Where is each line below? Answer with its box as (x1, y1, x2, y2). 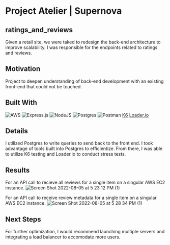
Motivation (5, 64, 41, 73)
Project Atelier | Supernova (5, 5, 122, 17)
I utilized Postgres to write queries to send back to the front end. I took (5, 140, 154, 146)
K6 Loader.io (122, 112, 149, 118)
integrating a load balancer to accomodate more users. (5, 234, 121, 240)
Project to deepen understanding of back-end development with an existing (5, 78, 164, 84)
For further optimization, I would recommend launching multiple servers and (5, 229, 165, 235)
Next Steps (5, 215, 41, 224)
